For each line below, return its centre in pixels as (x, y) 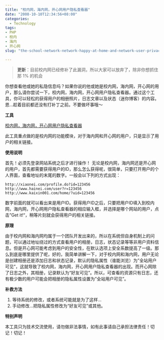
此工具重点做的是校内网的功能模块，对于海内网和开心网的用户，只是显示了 (80, 136)
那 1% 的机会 (30, 76)
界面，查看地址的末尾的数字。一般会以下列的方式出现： (65, 175)
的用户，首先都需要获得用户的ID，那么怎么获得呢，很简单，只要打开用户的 (80, 169)
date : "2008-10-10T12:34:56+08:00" (41, 14)
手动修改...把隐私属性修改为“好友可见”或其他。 (59, 306)
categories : (17, 19)
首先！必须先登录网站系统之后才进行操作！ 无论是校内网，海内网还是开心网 (81, 163)
